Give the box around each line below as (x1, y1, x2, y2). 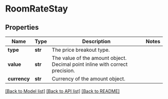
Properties (5, 23, 39, 32)
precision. (51, 67, 75, 74)
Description (82, 38, 111, 45)
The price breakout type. (51, 46, 110, 53)
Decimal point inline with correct (51, 61, 128, 68)
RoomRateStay (5, 3, 68, 15)
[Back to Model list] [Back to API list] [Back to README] (5, 88, 120, 94)
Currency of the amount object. (51, 75, 125, 82)
